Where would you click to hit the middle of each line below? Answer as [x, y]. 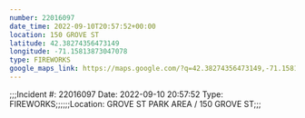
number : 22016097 [42, 18]
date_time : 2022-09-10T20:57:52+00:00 [83, 26]
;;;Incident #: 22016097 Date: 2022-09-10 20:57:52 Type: [117, 94]
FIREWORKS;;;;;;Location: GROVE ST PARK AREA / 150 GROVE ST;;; [135, 103]
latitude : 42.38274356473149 [64, 43]
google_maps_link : [44, 69]
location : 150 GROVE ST [54, 34]
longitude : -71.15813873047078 [69, 52]
